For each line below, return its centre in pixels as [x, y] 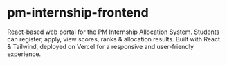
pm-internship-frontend [78, 13]
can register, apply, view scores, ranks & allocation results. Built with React [113, 39]
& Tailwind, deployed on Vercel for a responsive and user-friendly [101, 46]
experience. [24, 54]
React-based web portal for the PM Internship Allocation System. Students [113, 32]
